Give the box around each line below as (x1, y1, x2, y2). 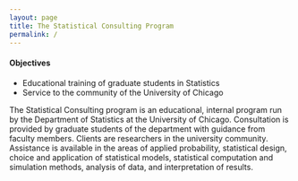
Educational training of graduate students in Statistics (21, 77, 220, 88)
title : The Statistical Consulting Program (9, 22, 175, 30)
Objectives (9, 57, 51, 68)
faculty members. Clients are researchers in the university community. (9, 133, 268, 143)
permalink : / (9, 30, 58, 39)
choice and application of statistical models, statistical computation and (9, 151, 274, 162)
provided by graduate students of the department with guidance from (9, 123, 266, 134)
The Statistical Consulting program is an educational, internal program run (9, 104, 283, 115)
